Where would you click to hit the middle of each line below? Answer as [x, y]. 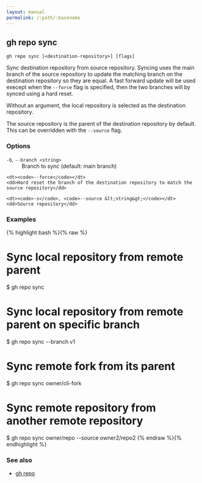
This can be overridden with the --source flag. [64, 130]
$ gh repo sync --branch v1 [41, 341]
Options [18, 146]
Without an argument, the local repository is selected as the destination [96, 106]
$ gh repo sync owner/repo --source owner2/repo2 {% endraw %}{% [94, 438]
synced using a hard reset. [40, 94]
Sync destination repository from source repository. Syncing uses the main [100, 68]
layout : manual [26, 12]
